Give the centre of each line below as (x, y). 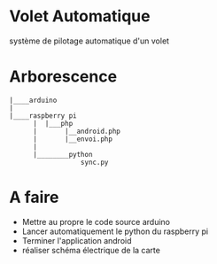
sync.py (94, 162)
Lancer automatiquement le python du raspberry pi (115, 231)
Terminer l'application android (77, 240)
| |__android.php (77, 131)
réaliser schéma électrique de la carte (91, 250)
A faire (34, 198)
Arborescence (63, 77)
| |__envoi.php (73, 139)
